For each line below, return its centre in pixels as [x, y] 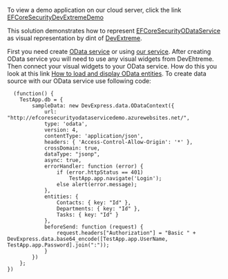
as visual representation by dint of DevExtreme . [75, 38]
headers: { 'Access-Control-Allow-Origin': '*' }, [118, 142]
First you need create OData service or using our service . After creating [109, 52]
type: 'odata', [66, 124]
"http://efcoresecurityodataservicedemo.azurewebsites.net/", [98, 118]
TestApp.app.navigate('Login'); [115, 179]
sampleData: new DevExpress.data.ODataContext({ [103, 106]
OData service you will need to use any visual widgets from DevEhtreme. [111, 59]
